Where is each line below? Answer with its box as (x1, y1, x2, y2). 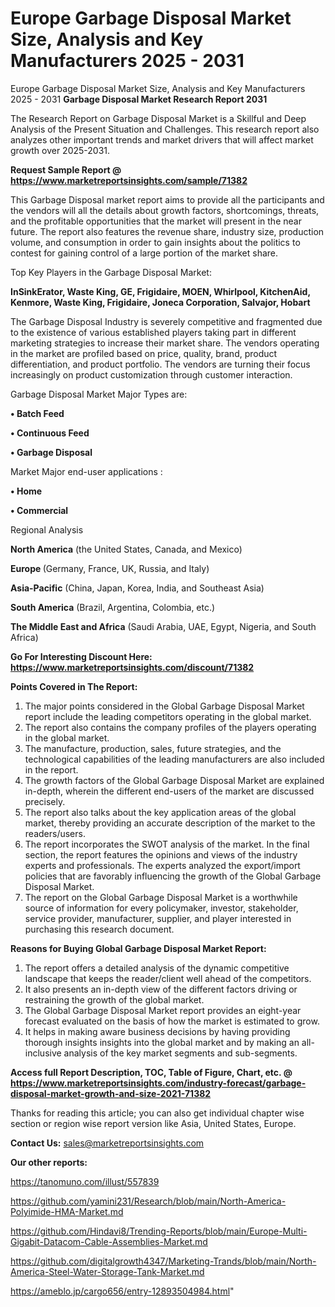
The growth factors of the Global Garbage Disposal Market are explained (24, 774, 325, 786)
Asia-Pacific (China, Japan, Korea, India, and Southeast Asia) (10, 582, 265, 594)
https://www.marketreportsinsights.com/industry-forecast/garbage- (10, 1077, 307, 1089)
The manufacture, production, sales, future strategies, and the (24, 742, 282, 754)
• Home (10, 485, 43, 497)
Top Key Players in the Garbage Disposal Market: (10, 266, 212, 278)
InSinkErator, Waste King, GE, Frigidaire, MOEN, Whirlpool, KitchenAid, (10, 285, 311, 297)
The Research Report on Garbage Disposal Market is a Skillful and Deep (10, 112, 307, 124)
